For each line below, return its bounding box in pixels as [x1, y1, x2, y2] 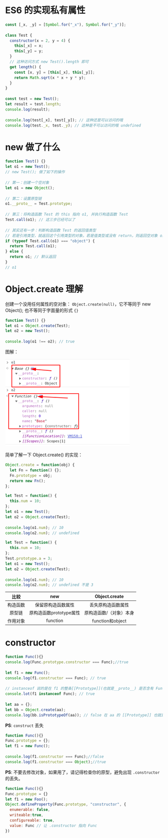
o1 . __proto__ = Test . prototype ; [5, 201, 72, 206]
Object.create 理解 [5, 283, 83, 294]
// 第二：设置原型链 [5, 196, 42, 201]
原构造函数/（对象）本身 [84, 610, 134, 616]
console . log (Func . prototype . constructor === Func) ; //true [5, 659, 128, 665]
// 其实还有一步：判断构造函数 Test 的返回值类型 [5, 228, 96, 233]
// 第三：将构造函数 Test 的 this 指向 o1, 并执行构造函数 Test [5, 212, 128, 217]
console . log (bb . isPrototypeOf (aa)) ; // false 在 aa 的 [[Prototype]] [5, 712, 151, 717]
